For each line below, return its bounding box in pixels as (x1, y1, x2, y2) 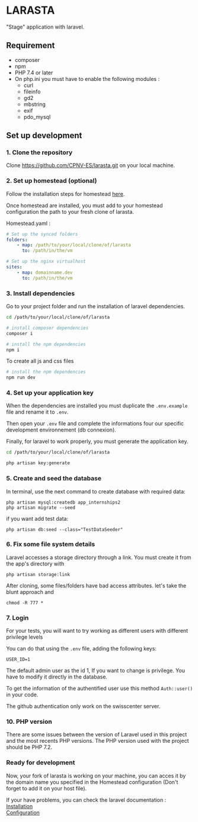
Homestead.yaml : (6, 220, 51, 227)
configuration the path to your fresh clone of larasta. (6, 208, 135, 215)
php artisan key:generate (6, 460, 70, 466)
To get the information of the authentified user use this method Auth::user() (6, 685, 193, 692)
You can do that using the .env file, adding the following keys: (6, 645, 157, 652)
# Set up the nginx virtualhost (6, 258, 86, 265)
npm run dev (6, 374, 36, 381)
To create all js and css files (6, 358, 74, 365)
